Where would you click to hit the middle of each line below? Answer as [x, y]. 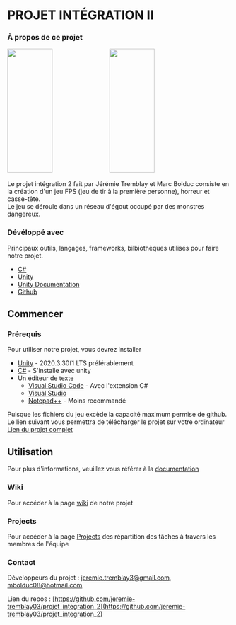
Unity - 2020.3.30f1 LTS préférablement [76, 363]
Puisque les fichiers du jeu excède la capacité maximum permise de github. [117, 415]
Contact [22, 562]
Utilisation [30, 452]
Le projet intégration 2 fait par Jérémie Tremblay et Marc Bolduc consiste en [118, 184]
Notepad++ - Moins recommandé [77, 401]
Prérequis [24, 334]
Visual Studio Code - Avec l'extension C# [88, 386]
